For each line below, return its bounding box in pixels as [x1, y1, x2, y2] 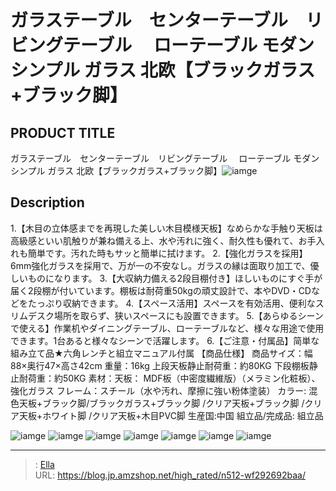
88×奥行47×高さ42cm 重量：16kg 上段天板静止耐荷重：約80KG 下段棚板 [10, 359, 310, 371]
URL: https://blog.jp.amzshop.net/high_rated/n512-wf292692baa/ [34, 469, 306, 481]
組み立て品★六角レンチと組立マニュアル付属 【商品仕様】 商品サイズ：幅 [10, 347, 313, 359]
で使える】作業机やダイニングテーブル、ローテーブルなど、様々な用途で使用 [10, 322, 325, 334]
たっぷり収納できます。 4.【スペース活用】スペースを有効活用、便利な [27, 297, 316, 309]
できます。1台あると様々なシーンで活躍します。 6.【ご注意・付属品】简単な [10, 334, 320, 346]
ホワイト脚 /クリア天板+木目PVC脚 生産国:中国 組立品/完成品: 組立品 [42, 409, 324, 421]
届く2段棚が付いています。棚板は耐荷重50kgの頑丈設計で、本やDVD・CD [10, 284, 312, 296]
